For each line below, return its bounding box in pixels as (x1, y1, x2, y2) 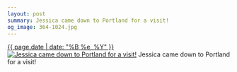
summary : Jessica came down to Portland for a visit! (7, 17, 170, 24)
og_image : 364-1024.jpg (7, 23, 78, 30)
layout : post (7, 10, 46, 18)
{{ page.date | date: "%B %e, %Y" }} (7, 43, 115, 52)
